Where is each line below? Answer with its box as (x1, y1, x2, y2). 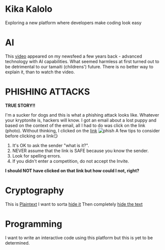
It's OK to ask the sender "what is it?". (12, 142, 90, 148)
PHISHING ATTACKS (5, 86, 90, 97)
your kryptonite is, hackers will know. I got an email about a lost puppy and (5, 117, 157, 123)
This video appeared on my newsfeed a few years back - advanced (5, 53, 142, 59)
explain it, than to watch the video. (5, 69, 75, 75)
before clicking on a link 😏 (5, 133, 58, 139)
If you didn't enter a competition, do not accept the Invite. (12, 158, 130, 164)
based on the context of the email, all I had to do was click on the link (5, 122, 146, 128)
